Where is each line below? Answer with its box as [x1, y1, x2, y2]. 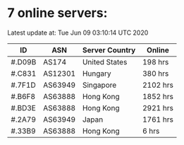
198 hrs [142, 57, 169, 66]
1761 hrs [142, 115, 174, 124]
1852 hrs [142, 91, 174, 101]
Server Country [82, 45, 136, 54]
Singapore [82, 80, 117, 90]
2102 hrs [142, 80, 174, 90]
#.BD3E [11, 103, 37, 112]
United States [82, 57, 128, 66]
